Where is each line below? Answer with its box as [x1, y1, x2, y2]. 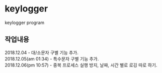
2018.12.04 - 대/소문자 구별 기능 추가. [5, 49, 79, 55]
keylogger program [5, 19, 45, 25]
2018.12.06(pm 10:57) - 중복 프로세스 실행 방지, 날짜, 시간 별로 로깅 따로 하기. [5, 62, 157, 68]
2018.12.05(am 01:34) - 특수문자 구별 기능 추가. [5, 55, 99, 61]
